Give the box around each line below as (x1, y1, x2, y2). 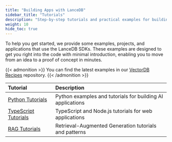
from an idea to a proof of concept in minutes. (5, 57, 102, 63)
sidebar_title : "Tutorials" (5, 12, 66, 17)
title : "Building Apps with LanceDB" (5, 7, 86, 13)
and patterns (55, 129, 86, 136)
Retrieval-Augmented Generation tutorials (55, 122, 157, 129)
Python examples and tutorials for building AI (55, 93, 163, 100)
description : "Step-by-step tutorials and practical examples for (5, 17, 150, 22)
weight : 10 (5, 21, 29, 27)
